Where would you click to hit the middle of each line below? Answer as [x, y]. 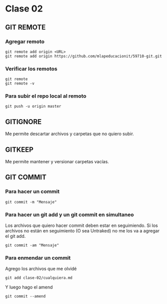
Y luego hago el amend [29, 287]
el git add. [15, 236]
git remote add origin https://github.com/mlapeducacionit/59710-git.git [84, 56]
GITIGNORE [23, 121]
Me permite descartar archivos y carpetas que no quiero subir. [69, 134]
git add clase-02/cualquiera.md [39, 278]
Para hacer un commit [32, 192]
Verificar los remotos [31, 69]
